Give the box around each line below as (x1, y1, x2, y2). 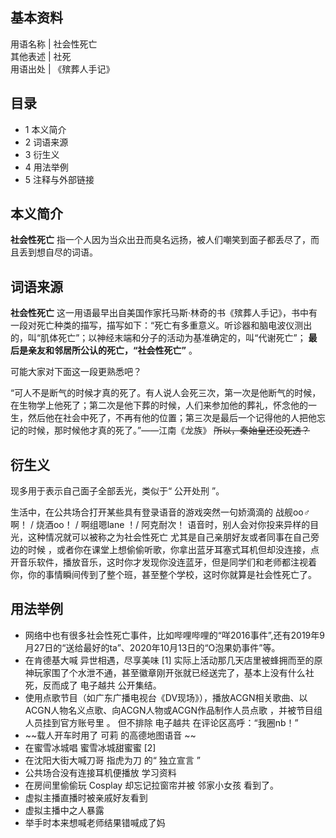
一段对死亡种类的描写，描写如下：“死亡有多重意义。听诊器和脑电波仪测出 (10, 319, 313, 332)
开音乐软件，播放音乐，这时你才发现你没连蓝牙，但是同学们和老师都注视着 (10, 556, 317, 568)
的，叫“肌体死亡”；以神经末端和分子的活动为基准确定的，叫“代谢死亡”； (10, 332, 307, 344)
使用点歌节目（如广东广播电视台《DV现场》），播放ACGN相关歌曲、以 (24, 691, 308, 703)
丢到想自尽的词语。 (18, 246, 98, 258)
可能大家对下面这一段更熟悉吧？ (10, 366, 142, 378)
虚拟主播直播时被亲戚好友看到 (24, 791, 148, 803)
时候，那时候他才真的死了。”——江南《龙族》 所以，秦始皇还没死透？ (27, 424, 311, 437)
